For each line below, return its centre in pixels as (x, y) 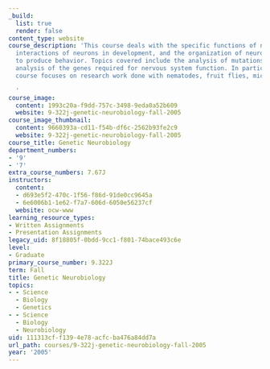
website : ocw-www (45, 210)
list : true (34, 23)
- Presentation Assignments (55, 233)
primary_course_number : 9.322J (61, 263)
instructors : (30, 180)
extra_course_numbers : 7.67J (57, 173)
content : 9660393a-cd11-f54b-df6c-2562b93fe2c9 (97, 128)
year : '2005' (30, 352)
